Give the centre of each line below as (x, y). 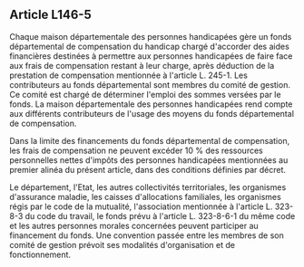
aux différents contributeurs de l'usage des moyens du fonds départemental (152, 113)
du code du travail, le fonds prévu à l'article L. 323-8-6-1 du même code (160, 215)
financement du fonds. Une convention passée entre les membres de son (147, 235)
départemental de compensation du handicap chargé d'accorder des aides (150, 46)
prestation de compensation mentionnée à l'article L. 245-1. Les (128, 75)
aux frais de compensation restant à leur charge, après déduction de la (142, 65)
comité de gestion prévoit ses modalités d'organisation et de (123, 244)
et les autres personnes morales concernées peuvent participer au (134, 225)
